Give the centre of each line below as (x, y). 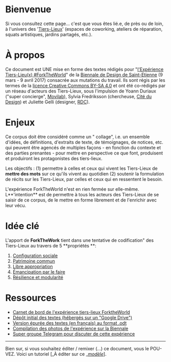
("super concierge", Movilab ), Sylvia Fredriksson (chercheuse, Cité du (78, 96)
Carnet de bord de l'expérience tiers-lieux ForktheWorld (71, 312)
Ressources (31, 298)
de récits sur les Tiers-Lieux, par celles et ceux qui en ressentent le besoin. (84, 179)
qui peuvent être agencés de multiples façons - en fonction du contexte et (83, 147)
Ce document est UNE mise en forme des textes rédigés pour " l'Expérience (84, 69)
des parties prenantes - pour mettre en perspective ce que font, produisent (84, 153)
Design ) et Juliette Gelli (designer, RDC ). (48, 102)
